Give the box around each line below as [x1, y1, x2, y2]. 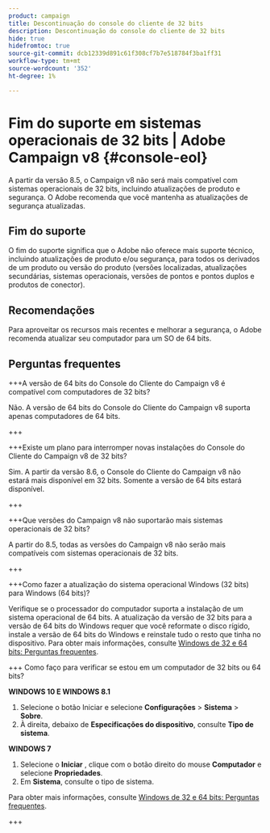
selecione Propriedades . [19, 768, 103, 777]
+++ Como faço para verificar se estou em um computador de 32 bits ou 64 [8, 662, 262, 672]
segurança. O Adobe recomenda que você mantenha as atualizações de [8, 192, 248, 202]
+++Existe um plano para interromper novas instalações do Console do [8, 442, 246, 452]
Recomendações [8, 303, 95, 317]
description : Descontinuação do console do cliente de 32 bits [8, 27, 226, 35]
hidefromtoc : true [8, 42, 70, 50]
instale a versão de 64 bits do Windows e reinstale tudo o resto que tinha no [8, 630, 262, 639]
